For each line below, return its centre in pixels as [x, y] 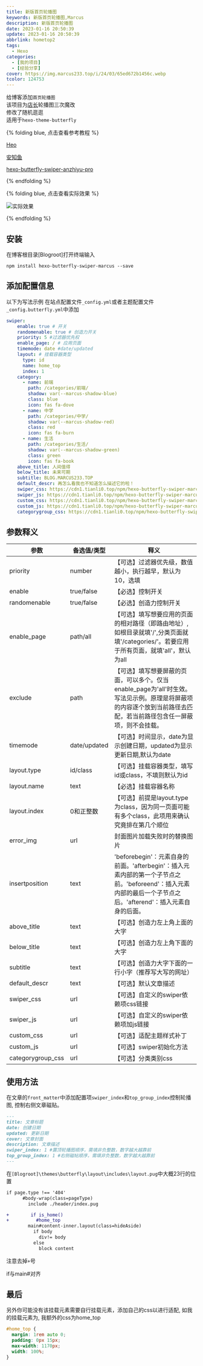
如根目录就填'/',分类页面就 [151, 633]
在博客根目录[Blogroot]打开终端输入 [51, 254]
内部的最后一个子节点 [145, 893]
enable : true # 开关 [42, 326]
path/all [81, 637]
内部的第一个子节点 [148, 875]
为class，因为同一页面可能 [152, 807]
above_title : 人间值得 [44, 467]
